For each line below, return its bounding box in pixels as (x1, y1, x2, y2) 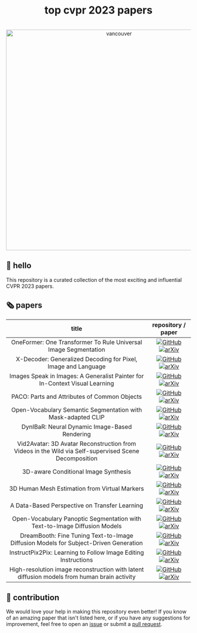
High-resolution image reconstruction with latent (9, 565, 144, 574)
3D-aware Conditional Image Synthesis (22, 467, 131, 475)
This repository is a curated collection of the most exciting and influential (6, 276, 182, 283)
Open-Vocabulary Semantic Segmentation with (11, 405, 142, 414)
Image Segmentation (47, 345, 106, 354)
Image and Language (47, 362, 106, 371)
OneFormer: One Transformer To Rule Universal (11, 338, 142, 346)
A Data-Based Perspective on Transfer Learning (9, 501, 144, 509)
